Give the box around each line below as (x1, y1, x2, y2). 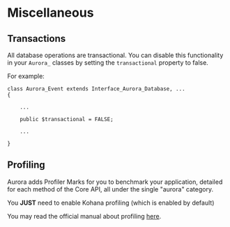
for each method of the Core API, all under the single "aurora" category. (7, 185, 214, 193)
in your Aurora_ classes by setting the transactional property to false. (7, 58, 209, 67)
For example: (7, 72, 45, 80)
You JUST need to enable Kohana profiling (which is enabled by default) (7, 198, 215, 207)
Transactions (7, 33, 66, 45)
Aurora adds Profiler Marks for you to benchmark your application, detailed (7, 178, 223, 186)
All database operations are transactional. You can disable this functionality (7, 51, 224, 59)
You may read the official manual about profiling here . (7, 212, 162, 220)
